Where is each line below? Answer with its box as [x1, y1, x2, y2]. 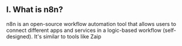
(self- [163, 27, 177, 34]
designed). [6, 32, 33, 40]
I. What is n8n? [6, 5, 63, 15]
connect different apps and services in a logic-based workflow [6, 27, 162, 34]
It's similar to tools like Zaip [34, 32, 102, 40]
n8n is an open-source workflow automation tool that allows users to [6, 20, 177, 27]
